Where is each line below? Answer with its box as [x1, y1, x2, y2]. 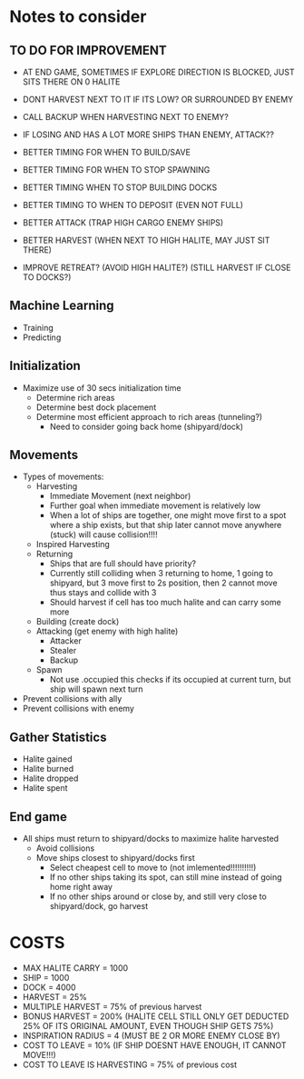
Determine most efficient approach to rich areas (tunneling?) [35, 411, 263, 422]
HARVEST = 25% [22, 992, 88, 1002]
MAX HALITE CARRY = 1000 [22, 963, 129, 974]
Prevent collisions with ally [22, 694, 123, 704]
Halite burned [22, 764, 74, 774]
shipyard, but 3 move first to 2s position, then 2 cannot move [49, 577, 279, 588]
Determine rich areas [35, 392, 115, 403]
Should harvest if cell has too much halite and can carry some [49, 597, 281, 608]
